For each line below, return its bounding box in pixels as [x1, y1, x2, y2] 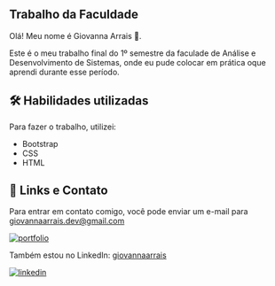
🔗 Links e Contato [9, 183, 108, 198]
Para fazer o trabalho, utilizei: [9, 121, 117, 132]
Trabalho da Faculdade [9, 7, 139, 22]
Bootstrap [21, 138, 59, 149]
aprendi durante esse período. [9, 66, 120, 77]
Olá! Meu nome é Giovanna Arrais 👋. [9, 30, 142, 41]
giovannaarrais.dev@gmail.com [9, 216, 125, 227]
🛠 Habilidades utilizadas [9, 93, 149, 109]
